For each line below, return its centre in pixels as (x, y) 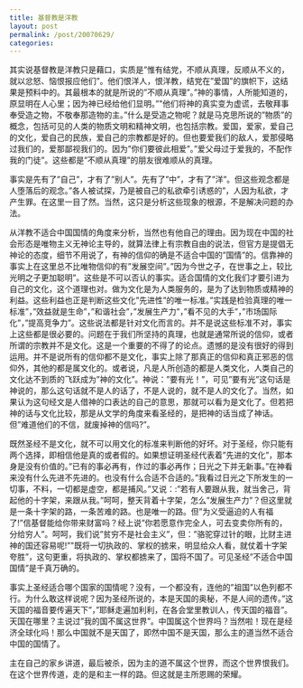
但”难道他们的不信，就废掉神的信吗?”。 (82, 425)
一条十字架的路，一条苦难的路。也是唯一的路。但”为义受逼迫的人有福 (145, 512)
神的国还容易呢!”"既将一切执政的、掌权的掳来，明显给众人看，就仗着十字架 (148, 546)
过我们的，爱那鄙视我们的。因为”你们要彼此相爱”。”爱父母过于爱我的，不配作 (151, 149)
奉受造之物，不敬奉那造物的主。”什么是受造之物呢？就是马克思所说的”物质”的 (151, 115)
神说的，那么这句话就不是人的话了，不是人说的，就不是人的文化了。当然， (147, 391)
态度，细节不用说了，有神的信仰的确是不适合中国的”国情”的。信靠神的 (163, 255)
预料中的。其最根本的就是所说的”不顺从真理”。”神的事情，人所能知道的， (159, 92)
